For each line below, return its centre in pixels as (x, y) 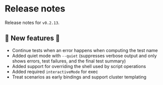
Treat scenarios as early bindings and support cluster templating (79, 77)
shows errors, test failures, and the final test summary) (69, 61)
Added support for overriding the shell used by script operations (79, 66)
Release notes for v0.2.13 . (32, 22)
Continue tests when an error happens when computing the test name (85, 50)
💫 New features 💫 (32, 38)
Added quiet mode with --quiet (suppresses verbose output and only (84, 55)
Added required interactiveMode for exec (55, 71)
